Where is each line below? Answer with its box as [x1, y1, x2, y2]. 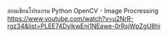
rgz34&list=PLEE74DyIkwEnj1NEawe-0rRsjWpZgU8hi [7, 22, 161, 30]
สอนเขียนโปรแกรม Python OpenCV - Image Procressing [7, 7, 159, 15]
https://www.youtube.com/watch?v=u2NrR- [7, 15, 134, 22]
